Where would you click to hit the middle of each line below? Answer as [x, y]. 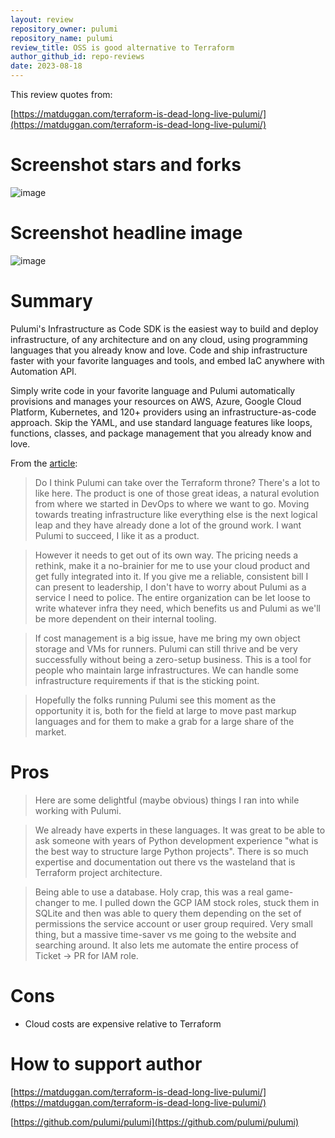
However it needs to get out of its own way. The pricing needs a [166, 555]
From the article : [44, 463]
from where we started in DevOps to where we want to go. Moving [172, 503]
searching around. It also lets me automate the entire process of [166, 945]
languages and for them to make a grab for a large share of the [164, 721]
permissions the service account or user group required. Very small [173, 923]
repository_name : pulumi [62, 38]
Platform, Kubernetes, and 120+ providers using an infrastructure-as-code [163, 412]
